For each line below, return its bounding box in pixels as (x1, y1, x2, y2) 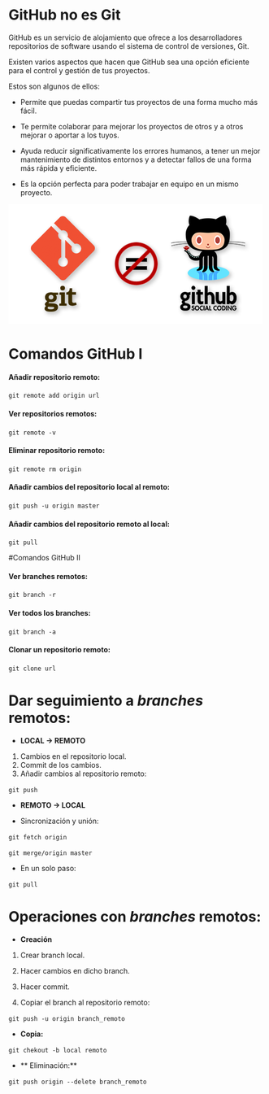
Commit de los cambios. (20, 760, 102, 769)
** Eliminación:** (20, 1060, 77, 1070)
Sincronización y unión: (20, 816, 99, 826)
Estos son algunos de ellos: (8, 81, 100, 91)
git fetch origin (8, 833, 67, 841)
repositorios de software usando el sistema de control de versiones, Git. (8, 41, 249, 50)
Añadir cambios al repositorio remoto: (20, 769, 147, 778)
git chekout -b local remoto (8, 1046, 107, 1054)
